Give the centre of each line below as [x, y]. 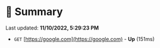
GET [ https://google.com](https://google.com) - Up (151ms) [84, 39]
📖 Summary [34, 12]
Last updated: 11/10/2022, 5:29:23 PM [52, 28]
